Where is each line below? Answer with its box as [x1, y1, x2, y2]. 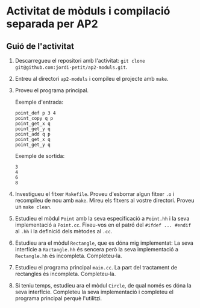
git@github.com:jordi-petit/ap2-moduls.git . [14, 63, 128, 71]
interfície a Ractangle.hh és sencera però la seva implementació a [14, 246, 179, 253]
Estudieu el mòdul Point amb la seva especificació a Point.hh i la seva [14, 215, 190, 222]
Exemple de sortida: [14, 152, 65, 159]
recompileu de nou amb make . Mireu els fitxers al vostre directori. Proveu [14, 197, 195, 204]
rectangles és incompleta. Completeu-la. [14, 270, 116, 277]
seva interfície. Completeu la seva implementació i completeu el [14, 288, 173, 295]
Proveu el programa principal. [14, 87, 89, 94]
